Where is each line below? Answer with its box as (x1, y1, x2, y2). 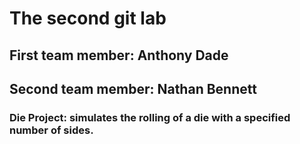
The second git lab (9, 7, 167, 30)
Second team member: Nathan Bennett (9, 80, 257, 97)
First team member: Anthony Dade (9, 47, 229, 64)
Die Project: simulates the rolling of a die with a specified (9, 110, 291, 124)
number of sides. (9, 123, 94, 137)
